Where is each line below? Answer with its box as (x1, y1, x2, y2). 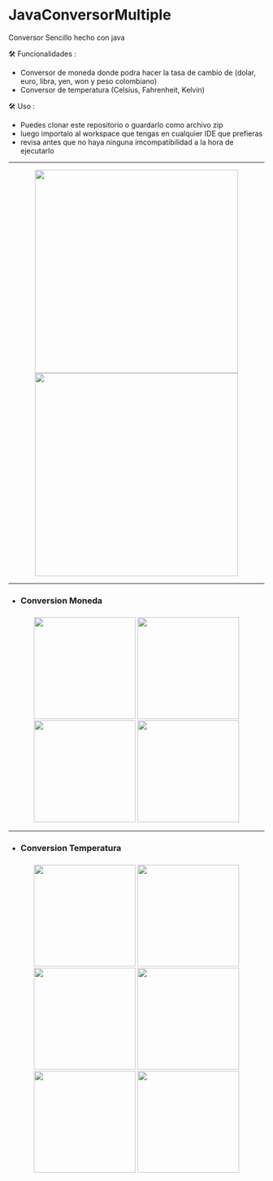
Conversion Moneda (19, 595, 103, 606)
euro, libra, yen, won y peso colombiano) (19, 76, 158, 86)
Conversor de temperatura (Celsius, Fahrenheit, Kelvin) (19, 85, 206, 94)
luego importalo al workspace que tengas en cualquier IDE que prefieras (19, 128, 263, 138)
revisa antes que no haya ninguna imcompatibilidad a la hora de (19, 137, 234, 147)
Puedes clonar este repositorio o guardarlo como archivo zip (19, 119, 223, 129)
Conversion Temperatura (19, 842, 122, 853)
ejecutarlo (19, 145, 54, 155)
